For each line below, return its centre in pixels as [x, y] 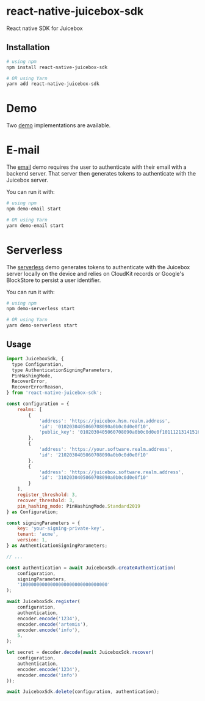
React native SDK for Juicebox [45, 28]
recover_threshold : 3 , [46, 500]
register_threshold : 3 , [48, 495]
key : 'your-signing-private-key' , [61, 529]
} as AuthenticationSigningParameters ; [57, 546]
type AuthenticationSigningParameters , [63, 370]
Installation [28, 47]
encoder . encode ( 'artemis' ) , [53, 624]
